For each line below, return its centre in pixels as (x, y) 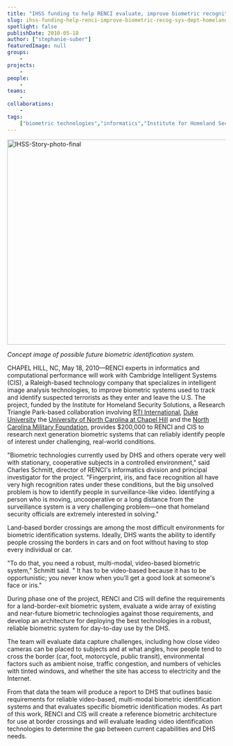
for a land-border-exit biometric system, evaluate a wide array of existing (112, 606)
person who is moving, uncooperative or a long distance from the (101, 499)
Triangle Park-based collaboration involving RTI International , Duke (103, 412)
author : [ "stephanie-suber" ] (49, 40)
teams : (17, 91)
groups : (18, 53)
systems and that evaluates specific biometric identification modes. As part (115, 706)
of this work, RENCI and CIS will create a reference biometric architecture (112, 714)
